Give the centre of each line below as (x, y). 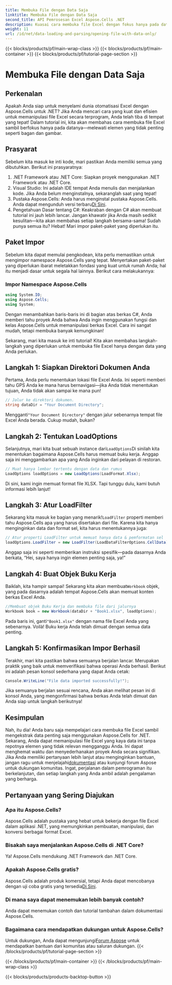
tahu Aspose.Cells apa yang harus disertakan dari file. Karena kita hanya (82, 523)
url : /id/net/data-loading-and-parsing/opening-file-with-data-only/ (81, 34)
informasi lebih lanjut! (28, 489)
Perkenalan (24, 94)
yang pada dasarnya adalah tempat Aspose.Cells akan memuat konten (80, 592)
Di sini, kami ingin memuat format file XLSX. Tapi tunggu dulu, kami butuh (83, 483)
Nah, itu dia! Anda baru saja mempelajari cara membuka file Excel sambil (82, 730)
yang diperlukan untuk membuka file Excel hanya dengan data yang (94, 346)
